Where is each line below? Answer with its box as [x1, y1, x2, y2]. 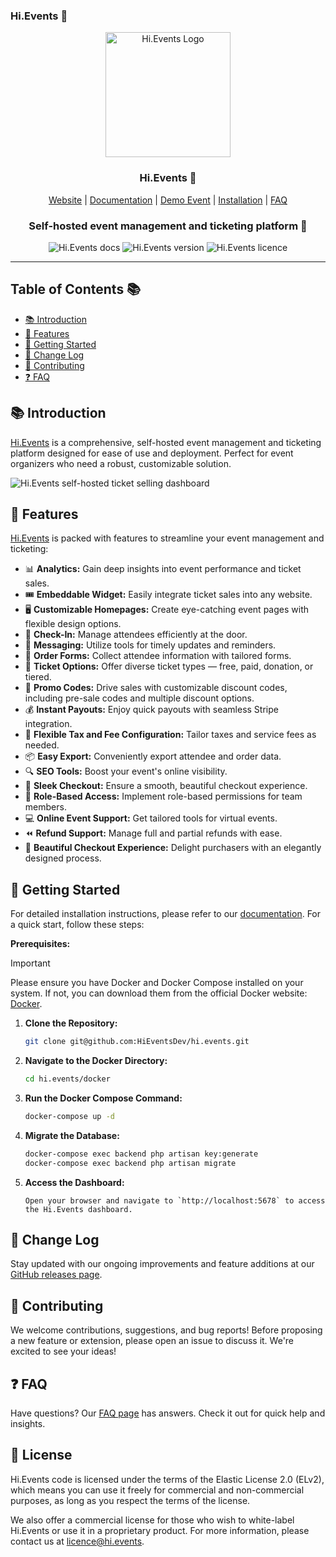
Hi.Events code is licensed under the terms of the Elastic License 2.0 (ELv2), [10, 1473, 325, 1485]
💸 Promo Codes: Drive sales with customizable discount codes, [24, 682, 288, 694]
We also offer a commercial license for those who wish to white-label [10, 1514, 295, 1526]
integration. [24, 718, 73, 730]
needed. [24, 739, 60, 751]
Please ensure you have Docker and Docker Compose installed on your [10, 977, 304, 989]
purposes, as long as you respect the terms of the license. [10, 1494, 251, 1506]
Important [10, 957, 51, 969]
